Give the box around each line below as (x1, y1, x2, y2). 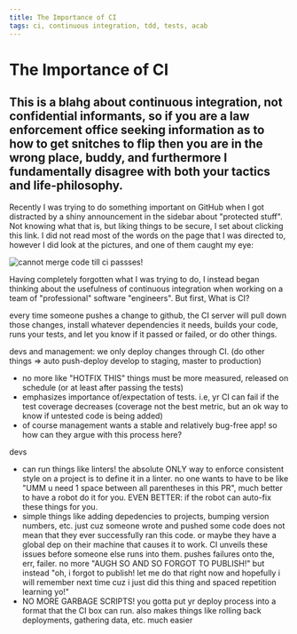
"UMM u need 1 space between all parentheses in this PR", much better (21, 482, 284, 493)
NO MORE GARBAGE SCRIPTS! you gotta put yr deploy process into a (21, 596, 277, 606)
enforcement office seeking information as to (9, 123, 265, 138)
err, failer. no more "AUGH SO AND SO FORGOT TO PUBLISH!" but (21, 558, 265, 568)
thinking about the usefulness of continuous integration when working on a (9, 283, 284, 294)
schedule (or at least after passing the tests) (21, 382, 184, 392)
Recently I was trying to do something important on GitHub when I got (9, 202, 264, 212)
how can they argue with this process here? (21, 429, 183, 440)
